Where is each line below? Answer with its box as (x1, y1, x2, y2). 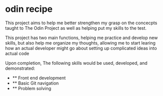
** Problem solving (12, 85, 51, 91)
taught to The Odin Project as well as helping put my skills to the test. (5, 25, 147, 31)
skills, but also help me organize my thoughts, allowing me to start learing (5, 40, 156, 46)
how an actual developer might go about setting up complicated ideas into (5, 45, 158, 51)
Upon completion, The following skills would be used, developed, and (5, 60, 148, 66)
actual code (5, 50, 30, 56)
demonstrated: (5, 65, 35, 71)
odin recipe (5, 3, 53, 15)
